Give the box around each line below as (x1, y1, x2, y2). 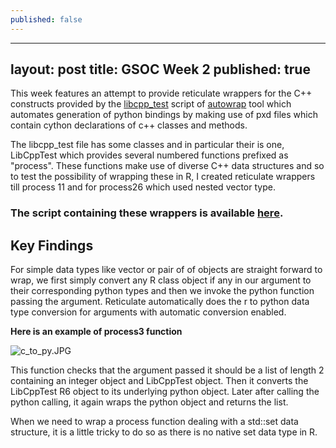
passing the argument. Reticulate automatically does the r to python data (10, 296, 310, 308)
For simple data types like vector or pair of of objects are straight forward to (10, 264, 323, 276)
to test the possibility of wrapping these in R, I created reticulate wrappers (10, 171, 316, 183)
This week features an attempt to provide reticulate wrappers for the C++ (10, 87, 313, 100)
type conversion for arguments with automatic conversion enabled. (10, 306, 287, 318)
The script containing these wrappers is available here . (10, 206, 284, 220)
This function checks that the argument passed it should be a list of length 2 (10, 364, 325, 376)
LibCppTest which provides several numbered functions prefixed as (10, 149, 289, 161)
